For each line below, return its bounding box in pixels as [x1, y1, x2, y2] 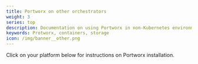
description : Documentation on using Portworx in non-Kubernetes [6, 24, 170, 31]
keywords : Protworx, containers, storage [6, 30, 110, 36]
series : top [6, 19, 35, 25]
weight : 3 [6, 14, 31, 20]
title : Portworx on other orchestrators [6, 8, 107, 15]
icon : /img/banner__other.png [6, 35, 81, 41]
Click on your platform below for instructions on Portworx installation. [6, 52, 175, 58]
